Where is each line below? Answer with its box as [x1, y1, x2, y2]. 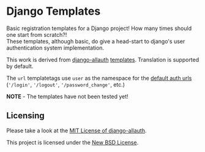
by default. [6, 63, 34, 70]
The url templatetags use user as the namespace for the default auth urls [6, 74, 192, 82]
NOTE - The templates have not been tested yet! [6, 93, 129, 100]
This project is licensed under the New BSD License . [6, 139, 139, 146]
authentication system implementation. [6, 44, 105, 51]
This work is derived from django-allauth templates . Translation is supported [6, 56, 199, 63]
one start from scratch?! [6, 31, 67, 38]
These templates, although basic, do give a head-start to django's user [6, 37, 185, 45]
